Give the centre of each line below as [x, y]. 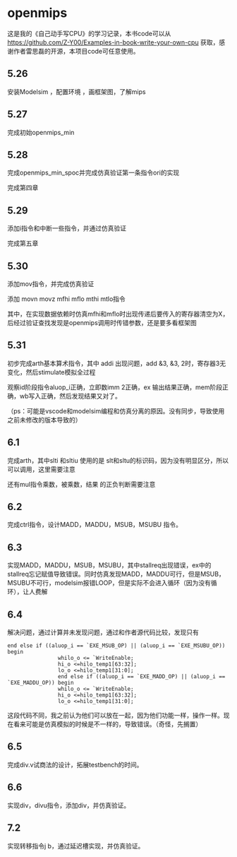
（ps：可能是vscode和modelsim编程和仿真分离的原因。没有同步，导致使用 [116, 410]
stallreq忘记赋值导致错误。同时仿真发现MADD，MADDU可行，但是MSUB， [116, 574]
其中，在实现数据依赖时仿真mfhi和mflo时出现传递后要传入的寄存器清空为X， [118, 314]
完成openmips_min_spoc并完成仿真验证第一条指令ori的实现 [93, 173]
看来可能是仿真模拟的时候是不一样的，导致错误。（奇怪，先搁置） [108, 724]
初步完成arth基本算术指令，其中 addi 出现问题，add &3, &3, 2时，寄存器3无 [117, 363]
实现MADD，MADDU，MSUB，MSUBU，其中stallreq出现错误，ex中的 [109, 565]
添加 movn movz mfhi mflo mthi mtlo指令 [66, 299]
